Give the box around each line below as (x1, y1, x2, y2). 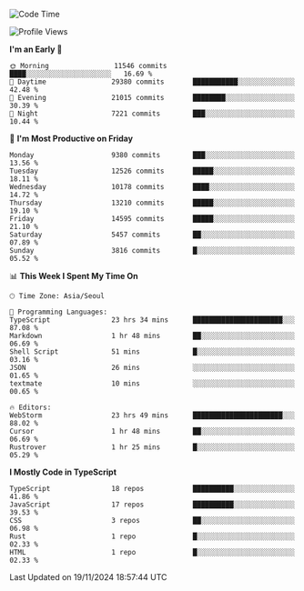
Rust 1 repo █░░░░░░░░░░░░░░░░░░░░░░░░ (9, 532, 296, 541)
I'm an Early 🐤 (9, 44, 63, 55)
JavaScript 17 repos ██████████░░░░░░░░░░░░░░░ (9, 500, 296, 509)
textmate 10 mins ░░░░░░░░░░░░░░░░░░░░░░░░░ (9, 379, 296, 388)
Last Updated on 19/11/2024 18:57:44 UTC (9, 572, 167, 582)
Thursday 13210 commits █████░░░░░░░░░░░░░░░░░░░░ (9, 198, 296, 207)
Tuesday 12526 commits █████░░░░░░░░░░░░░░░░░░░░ (9, 166, 296, 175)
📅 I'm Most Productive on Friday (9, 133, 134, 144)
